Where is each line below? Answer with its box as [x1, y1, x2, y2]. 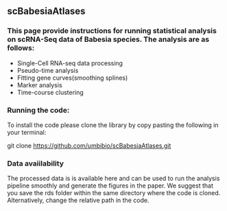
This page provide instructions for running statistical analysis [7, 26, 217, 36]
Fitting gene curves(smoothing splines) [16, 74, 128, 82]
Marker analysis [16, 80, 63, 89]
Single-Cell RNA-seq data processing [16, 58, 123, 67]
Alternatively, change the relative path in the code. [7, 196, 150, 205]
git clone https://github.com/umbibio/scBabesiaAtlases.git [7, 141, 171, 150]
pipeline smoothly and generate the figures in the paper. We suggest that [7, 181, 214, 190]
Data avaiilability [7, 158, 64, 168]
